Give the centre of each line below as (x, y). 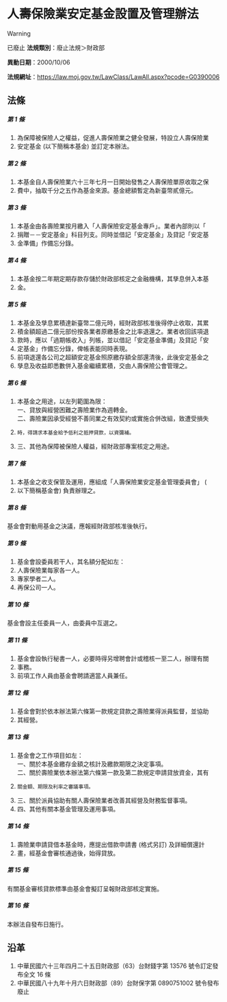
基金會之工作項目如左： (50, 755)
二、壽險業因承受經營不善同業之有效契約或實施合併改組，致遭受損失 (113, 418)
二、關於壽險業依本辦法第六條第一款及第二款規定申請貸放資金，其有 (113, 772)
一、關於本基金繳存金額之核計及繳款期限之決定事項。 (92, 764)
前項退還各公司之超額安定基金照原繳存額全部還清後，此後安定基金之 (113, 357)
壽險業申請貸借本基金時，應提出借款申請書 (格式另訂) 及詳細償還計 (111, 844)
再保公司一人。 (38, 588)
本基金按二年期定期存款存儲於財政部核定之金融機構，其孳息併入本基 (113, 279)
